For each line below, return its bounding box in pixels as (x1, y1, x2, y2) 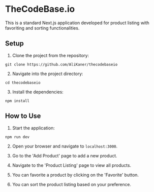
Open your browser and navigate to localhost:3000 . (12, 143, 118, 149)
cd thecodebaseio (5, 80, 41, 85)
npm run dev (5, 134, 30, 139)
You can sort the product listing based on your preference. (12, 181, 131, 187)
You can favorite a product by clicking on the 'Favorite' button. (12, 172, 139, 178)
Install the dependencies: (12, 89, 64, 95)
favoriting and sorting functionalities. (5, 25, 80, 31)
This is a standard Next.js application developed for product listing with (5, 20, 150, 26)
